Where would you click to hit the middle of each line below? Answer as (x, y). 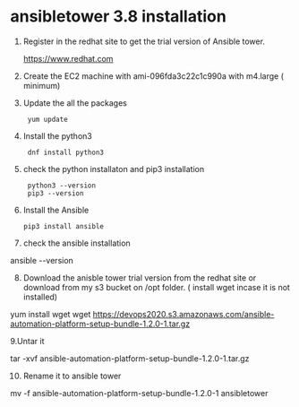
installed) (40, 297)
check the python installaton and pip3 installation (114, 169)
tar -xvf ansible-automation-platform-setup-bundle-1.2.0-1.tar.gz (130, 358)
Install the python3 (57, 135)
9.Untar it (27, 341)
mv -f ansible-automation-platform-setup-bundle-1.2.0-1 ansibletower (139, 393)
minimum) (42, 85)
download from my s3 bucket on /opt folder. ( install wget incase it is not (156, 287)
